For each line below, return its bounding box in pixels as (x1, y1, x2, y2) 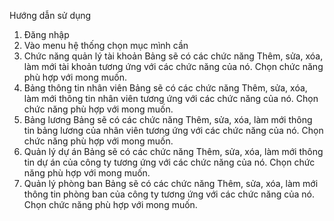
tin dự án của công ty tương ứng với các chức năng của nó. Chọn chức (23, 156, 316, 168)
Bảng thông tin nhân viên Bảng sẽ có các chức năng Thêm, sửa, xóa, (23, 82, 308, 94)
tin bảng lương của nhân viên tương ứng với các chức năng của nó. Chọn (23, 125, 324, 136)
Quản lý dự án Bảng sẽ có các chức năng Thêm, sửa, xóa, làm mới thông (23, 146, 324, 157)
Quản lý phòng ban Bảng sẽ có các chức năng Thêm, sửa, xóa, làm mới (23, 178, 319, 189)
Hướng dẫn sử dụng (9, 10, 92, 21)
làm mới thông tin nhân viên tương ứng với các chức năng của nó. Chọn (23, 93, 319, 104)
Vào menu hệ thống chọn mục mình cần (23, 40, 189, 51)
